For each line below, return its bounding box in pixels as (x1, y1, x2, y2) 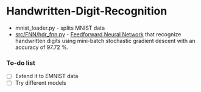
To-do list (6, 59, 35, 67)
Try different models (15, 79, 67, 87)
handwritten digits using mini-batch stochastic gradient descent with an (15, 37, 196, 44)
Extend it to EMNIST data (15, 73, 79, 80)
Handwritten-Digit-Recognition (6, 4, 167, 18)
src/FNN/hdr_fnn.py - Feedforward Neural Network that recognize (15, 30, 182, 38)
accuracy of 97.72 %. (15, 44, 69, 51)
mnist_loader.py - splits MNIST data (15, 24, 105, 31)
